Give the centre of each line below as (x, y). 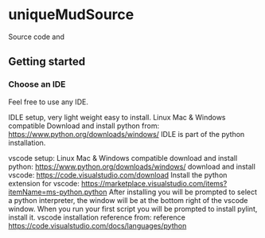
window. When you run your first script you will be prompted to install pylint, (133, 209)
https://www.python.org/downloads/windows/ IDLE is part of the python (127, 134)
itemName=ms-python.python (58, 192)
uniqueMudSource (71, 15)
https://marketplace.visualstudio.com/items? (154, 183)
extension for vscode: (44, 183)
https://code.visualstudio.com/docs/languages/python (97, 225)
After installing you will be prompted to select (183, 192)
